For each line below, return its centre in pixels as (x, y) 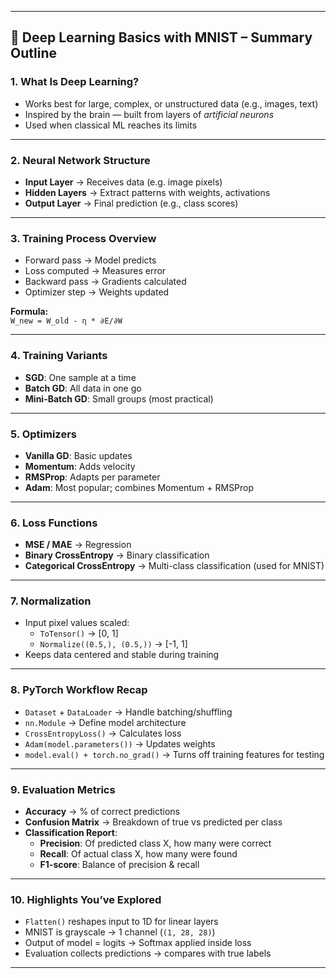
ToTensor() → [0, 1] (79, 633)
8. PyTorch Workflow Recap (79, 690)
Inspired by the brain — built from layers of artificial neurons (149, 114)
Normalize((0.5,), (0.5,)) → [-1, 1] (113, 644)
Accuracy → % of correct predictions (102, 812)
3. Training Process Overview (83, 238)
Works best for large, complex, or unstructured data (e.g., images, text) (171, 103)
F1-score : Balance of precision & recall (119, 865)
